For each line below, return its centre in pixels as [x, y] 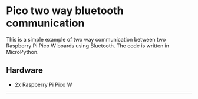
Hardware [24, 71]
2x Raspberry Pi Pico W [43, 84]
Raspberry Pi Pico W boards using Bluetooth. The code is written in [88, 46]
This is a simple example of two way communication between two [86, 39]
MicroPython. [23, 52]
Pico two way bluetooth [65, 11]
